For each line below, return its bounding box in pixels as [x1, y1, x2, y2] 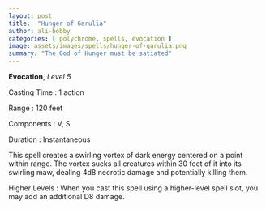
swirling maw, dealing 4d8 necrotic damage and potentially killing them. [8, 168, 248, 177]
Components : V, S [8, 119, 71, 128]
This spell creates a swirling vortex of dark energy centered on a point [8, 151, 243, 160]
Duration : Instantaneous [8, 134, 91, 144]
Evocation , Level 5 [8, 72, 71, 81]
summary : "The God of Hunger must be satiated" [8, 49, 173, 58]
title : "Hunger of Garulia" [8, 19, 107, 28]
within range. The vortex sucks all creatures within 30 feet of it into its [8, 159, 242, 168]
